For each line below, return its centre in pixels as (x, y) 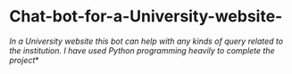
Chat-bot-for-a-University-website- (146, 16)
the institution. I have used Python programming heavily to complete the (142, 50)
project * (25, 60)
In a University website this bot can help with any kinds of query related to (146, 41)
